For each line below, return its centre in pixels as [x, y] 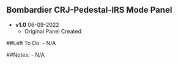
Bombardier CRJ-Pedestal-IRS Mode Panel [89, 10]
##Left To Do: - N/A [31, 43]
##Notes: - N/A [25, 55]
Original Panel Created [53, 31]
